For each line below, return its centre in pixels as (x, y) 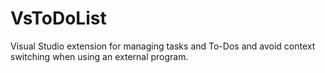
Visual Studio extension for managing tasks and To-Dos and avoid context (163, 46)
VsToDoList (58, 18)
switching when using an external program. (99, 56)
